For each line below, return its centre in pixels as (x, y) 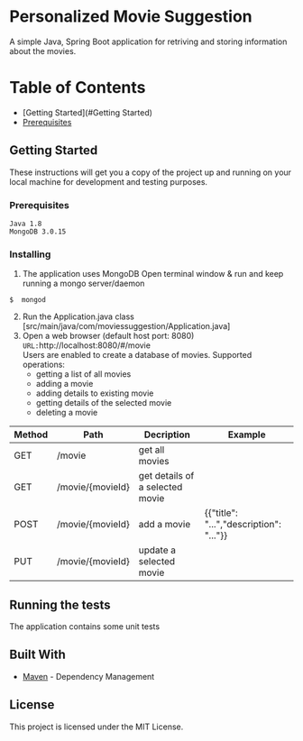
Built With (37, 655)
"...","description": (243, 525)
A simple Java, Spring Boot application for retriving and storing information (148, 41)
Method (31, 435)
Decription (167, 435)
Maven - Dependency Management (88, 676)
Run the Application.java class (78, 316)
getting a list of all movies (83, 374)
